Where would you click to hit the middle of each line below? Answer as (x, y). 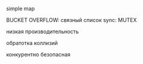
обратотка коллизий (32, 43)
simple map (20, 9)
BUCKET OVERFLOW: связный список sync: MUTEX (71, 20)
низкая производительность (42, 31)
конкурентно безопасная (38, 55)
